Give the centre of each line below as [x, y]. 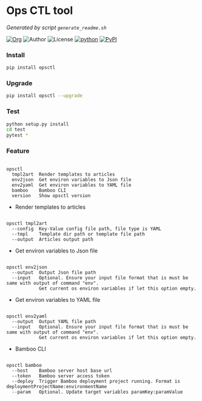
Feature [18, 151]
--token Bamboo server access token [61, 376]
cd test [16, 130]
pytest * [17, 135]
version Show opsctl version [51, 195]
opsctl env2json [27, 267]
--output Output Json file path [54, 272]
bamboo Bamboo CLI [39, 190]
